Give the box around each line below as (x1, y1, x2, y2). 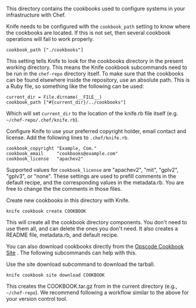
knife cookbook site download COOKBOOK (6, 272, 105, 278)
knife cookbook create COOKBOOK (6, 208, 86, 214)
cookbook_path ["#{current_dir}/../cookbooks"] (6, 99, 127, 105)
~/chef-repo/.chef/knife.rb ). (6, 116, 79, 123)
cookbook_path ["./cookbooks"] (6, 47, 84, 53)
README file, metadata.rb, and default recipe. (6, 231, 119, 238)
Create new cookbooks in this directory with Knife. (6, 197, 130, 204)
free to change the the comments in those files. (6, 186, 122, 192)
